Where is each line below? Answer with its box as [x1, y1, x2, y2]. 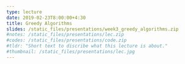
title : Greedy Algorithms [6, 20, 72, 26]
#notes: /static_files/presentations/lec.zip [6, 32, 124, 38]
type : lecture [6, 9, 43, 15]
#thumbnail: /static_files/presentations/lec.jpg [6, 49, 136, 55]
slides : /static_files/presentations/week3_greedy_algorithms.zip [6, 26, 179, 32]
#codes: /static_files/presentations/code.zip [6, 37, 127, 43]
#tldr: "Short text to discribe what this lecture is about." [6, 43, 168, 49]
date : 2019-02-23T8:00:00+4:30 [6, 15, 86, 21]
